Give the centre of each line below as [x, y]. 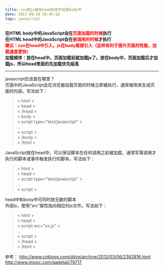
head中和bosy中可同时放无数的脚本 [41, 199]
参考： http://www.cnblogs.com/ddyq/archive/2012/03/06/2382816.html [78, 257]
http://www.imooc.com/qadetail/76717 [43, 262]
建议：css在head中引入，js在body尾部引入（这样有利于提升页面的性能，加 [81, 46]
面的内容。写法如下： [26, 91]
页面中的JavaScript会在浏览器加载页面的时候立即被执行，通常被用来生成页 [80, 85]
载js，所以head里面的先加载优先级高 [42, 64]
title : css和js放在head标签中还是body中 [43, 10]
